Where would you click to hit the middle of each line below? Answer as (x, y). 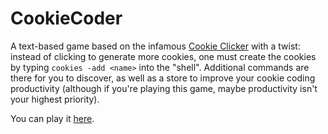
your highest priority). (55, 99)
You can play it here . (52, 118)
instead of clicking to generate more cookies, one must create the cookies (163, 56)
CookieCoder (66, 18)
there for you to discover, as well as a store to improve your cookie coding (163, 78)
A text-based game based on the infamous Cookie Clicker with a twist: (155, 46)
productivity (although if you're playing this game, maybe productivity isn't (164, 88)
